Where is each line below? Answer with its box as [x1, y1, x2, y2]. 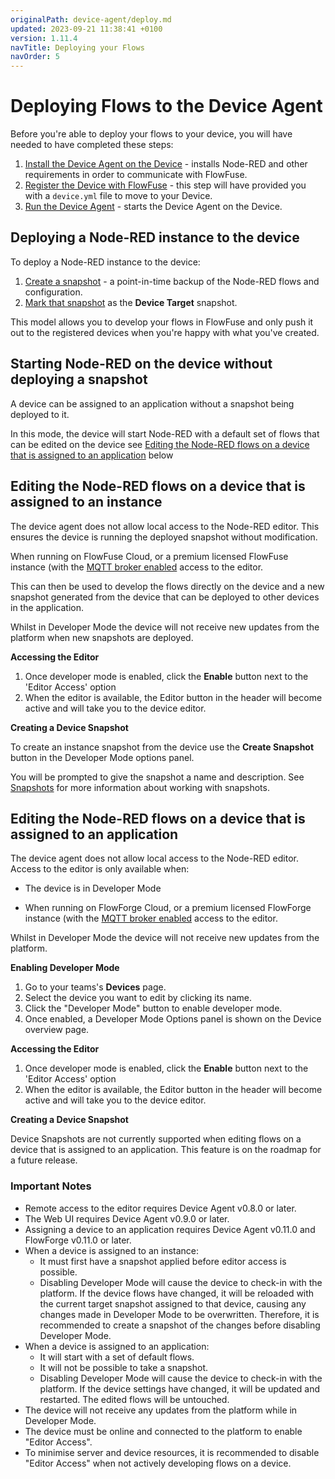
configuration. [24, 286, 83, 298]
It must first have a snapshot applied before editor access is [39, 1255, 287, 1267]
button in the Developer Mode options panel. [10, 751, 195, 763]
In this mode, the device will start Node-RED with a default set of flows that [10, 427, 320, 440]
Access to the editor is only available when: [10, 863, 190, 875]
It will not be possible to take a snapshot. [39, 1361, 209, 1373]
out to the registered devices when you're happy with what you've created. [10, 326, 320, 338]
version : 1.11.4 [10, 33, 78, 43]
